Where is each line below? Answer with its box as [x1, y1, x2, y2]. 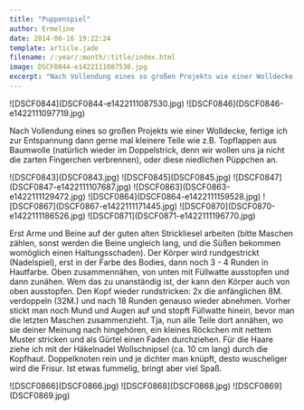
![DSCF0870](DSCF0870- [179, 200, 276, 211]
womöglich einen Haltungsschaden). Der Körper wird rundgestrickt [9, 247, 260, 258]
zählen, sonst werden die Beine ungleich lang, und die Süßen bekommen [9, 237, 281, 249]
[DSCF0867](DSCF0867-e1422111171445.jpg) [9, 200, 178, 211]
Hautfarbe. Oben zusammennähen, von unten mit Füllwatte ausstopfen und [9, 266, 290, 277]
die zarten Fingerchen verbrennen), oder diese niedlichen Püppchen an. [9, 154, 279, 165]
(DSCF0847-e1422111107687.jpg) [9, 181, 132, 192]
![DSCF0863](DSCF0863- [133, 181, 231, 192]
